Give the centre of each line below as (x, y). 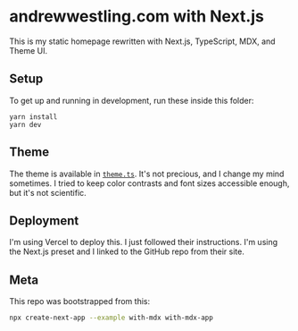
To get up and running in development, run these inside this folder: (132, 100)
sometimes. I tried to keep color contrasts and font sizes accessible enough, (149, 183)
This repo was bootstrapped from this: (79, 301)
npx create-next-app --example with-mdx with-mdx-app (112, 318)
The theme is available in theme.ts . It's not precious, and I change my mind (147, 174)
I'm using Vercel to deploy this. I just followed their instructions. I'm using (144, 242)
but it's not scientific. (48, 192)
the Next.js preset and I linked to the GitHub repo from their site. (127, 251)
